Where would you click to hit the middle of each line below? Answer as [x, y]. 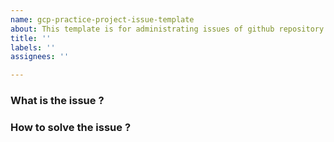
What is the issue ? [57, 101]
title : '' [31, 38]
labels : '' [33, 47]
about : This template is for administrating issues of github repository [167, 29]
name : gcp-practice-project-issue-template [102, 19]
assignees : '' [40, 57]
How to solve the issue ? [71, 127]
